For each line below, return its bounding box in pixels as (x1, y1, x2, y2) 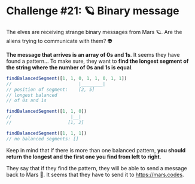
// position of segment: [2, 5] (6, 87, 95, 93)
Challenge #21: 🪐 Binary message (6, 4, 179, 18)
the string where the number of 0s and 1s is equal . (6, 63, 133, 71)
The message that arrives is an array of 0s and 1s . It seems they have (6, 51, 180, 58)
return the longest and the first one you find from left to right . (6, 153, 162, 160)
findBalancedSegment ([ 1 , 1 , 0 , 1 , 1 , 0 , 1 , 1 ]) (6, 75, 127, 81)
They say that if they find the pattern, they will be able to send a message (6, 164, 187, 171)
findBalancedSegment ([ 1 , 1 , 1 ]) (6, 130, 87, 136)
